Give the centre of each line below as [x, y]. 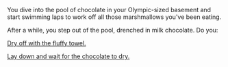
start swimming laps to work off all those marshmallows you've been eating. [114, 17]
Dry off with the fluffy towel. [47, 43]
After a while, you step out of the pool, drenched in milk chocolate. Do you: [113, 30]
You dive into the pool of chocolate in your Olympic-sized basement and [109, 10]
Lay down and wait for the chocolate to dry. [68, 56]
